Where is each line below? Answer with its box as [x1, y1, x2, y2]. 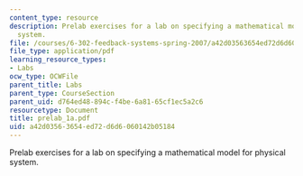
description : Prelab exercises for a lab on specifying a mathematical [9, 22, 284, 31]
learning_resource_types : [9, 55, 106, 64]
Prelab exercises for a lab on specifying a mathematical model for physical [9, 147, 286, 158]
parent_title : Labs [9, 80, 83, 89]
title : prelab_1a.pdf [9, 114, 91, 123]
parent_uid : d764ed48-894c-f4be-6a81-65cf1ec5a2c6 [9, 97, 204, 107]
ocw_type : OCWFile [9, 72, 78, 81]
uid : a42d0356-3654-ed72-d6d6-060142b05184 [9, 123, 176, 132]
